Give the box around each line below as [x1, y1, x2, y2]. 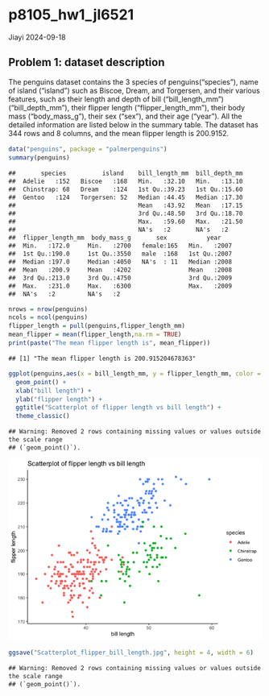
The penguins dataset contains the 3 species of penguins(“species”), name [8, 77, 259, 86]
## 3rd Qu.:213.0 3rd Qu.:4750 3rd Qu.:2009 [8, 274, 232, 282]
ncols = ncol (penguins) [8, 313, 89, 321]
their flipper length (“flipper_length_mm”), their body [71, 102, 246, 112]
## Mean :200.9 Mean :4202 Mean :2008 [8, 266, 232, 274]
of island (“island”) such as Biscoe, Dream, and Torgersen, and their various [8, 85, 260, 95]
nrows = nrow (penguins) [8, 304, 89, 313]
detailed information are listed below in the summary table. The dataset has [8, 119, 259, 130]
